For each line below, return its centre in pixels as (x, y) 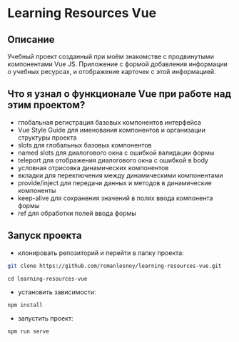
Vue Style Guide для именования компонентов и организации (111, 130)
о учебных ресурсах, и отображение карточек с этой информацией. (112, 72)
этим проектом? (46, 105)
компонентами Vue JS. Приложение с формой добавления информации (118, 64)
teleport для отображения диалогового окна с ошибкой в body (113, 160)
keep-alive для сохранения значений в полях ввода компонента (115, 198)
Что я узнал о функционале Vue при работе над (119, 94)
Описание (31, 40)
